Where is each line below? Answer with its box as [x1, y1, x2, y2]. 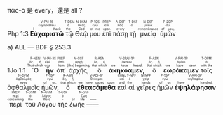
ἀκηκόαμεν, [108, 66, 145, 75]
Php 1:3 [7, 30, 29, 38]
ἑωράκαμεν [163, 66, 200, 75]
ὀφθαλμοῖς [7, 83, 40, 91]
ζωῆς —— [69, 100, 100, 108]
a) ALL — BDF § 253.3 [7, 43, 72, 51]
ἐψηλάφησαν [174, 83, 216, 91]
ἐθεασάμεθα [76, 83, 116, 91]
